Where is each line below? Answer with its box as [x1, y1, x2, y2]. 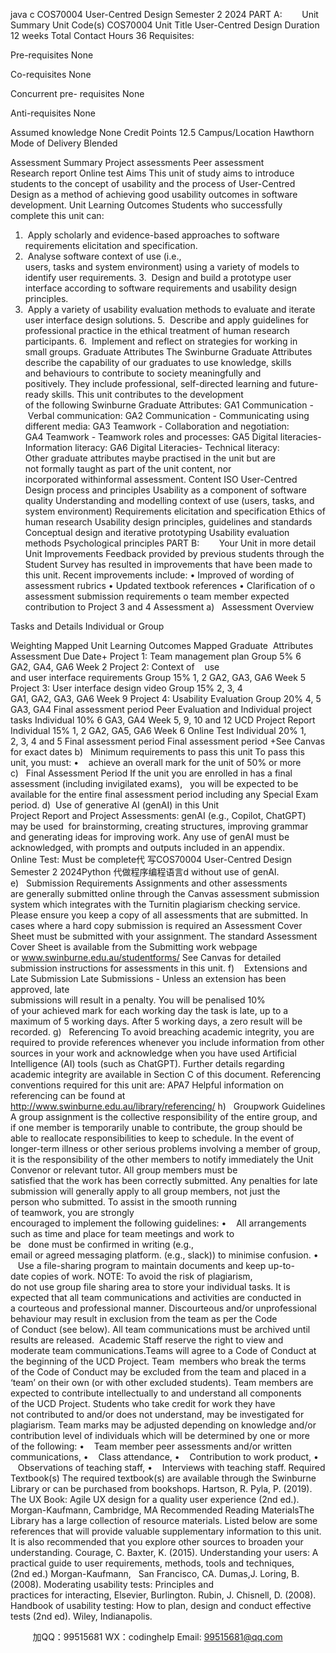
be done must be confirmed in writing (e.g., [10, 1239, 195, 1250]
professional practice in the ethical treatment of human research [24, 325, 290, 336]
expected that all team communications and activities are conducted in [10, 1292, 302, 1303]
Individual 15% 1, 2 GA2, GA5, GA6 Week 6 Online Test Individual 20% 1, [10, 725, 307, 736]
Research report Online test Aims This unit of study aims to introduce [10, 167, 295, 179]
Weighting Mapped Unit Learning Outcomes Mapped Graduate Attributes [10, 640, 314, 651]
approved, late [10, 984, 70, 995]
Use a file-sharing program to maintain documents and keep [17, 1260, 267, 1271]
